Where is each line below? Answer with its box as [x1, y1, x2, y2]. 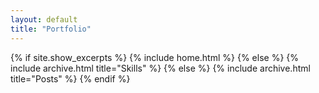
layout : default [10, 14, 78, 25]
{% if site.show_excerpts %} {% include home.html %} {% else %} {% [10, 51, 300, 63]
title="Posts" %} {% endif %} [10, 72, 131, 85]
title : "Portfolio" [10, 24, 92, 34]
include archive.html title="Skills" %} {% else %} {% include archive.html [10, 62, 311, 74]
